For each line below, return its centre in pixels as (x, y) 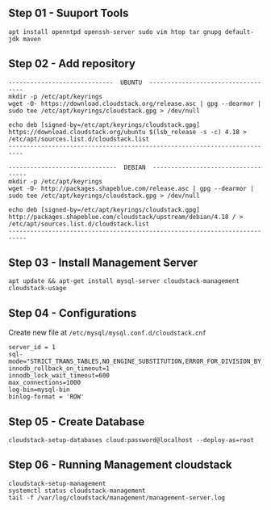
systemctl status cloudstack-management (77, 491)
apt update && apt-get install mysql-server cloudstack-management (124, 281)
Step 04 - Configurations (73, 313)
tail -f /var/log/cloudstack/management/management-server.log (117, 497)
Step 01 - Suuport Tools (69, 13)
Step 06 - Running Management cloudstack (120, 465)
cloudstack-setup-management (57, 483)
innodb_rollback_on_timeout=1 (59, 369)
